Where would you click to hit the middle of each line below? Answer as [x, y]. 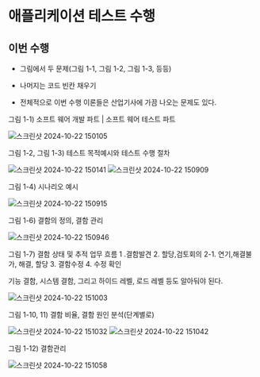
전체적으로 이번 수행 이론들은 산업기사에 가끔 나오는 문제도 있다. [118, 102]
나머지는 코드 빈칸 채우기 [58, 85]
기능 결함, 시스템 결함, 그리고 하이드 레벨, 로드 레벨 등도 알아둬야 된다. [116, 281]
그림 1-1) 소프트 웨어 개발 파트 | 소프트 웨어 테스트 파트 [92, 119]
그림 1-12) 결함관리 [37, 348]
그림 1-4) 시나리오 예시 [44, 187]
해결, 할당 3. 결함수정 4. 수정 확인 [70, 264]
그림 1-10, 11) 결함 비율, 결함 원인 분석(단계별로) [81, 315]
